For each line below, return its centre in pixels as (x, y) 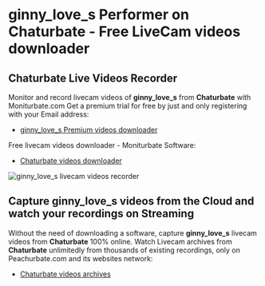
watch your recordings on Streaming (101, 214)
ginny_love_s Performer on (99, 15)
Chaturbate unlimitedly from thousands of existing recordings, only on (125, 250)
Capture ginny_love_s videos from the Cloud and (131, 201)
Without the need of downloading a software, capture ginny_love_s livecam (133, 232)
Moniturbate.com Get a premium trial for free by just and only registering (128, 106)
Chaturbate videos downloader (71, 161)
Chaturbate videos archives (65, 274)
